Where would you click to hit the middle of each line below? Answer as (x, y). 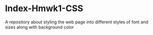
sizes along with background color (40, 27)
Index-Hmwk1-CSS (44, 9)
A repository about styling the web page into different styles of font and (77, 22)
